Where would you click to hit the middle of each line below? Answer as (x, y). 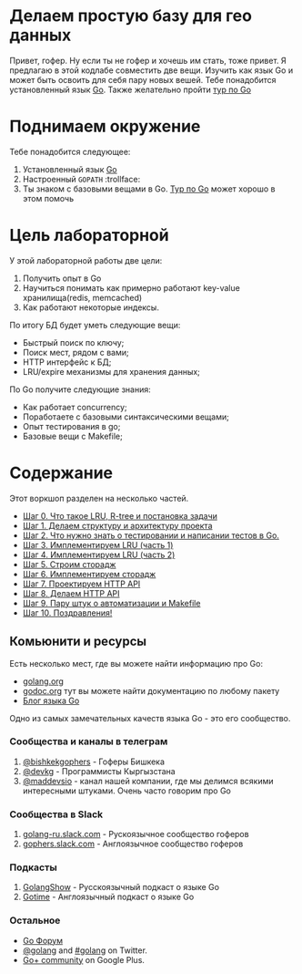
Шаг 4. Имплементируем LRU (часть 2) (99, 554)
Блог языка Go (51, 700)
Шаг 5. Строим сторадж (69, 564)
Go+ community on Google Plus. (84, 959)
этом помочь (48, 198)
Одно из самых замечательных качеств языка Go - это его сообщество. (150, 718)
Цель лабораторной (90, 236)
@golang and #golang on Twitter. (85, 950)
